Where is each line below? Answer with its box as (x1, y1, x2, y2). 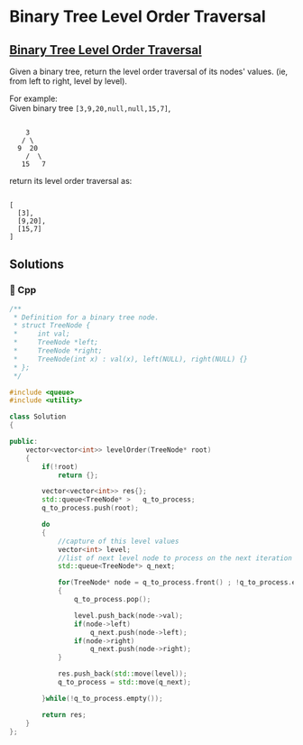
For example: (9, 93, 59, 104)
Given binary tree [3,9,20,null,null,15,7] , (9, 103, 171, 114)
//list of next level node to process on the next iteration (57, 553, 293, 563)
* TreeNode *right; (13, 346, 103, 355)
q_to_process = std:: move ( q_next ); (57, 678, 192, 687)
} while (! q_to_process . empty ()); (41, 694, 164, 703)
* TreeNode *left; (13, 338, 99, 347)
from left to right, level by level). (9, 76, 128, 87)
